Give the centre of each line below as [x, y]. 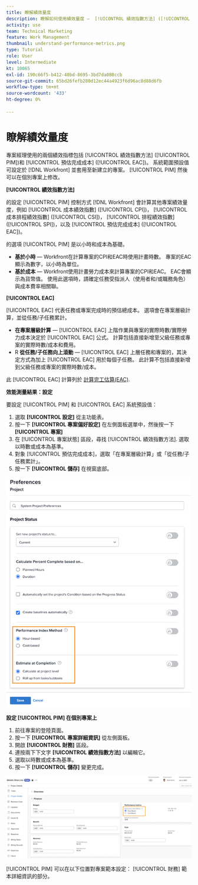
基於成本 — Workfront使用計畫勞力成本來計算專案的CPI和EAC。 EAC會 [100, 271]
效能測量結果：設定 [29, 391]
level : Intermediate [32, 62]
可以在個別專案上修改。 [34, 177]
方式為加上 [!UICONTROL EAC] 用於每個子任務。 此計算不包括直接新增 [105, 359]
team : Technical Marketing [39, 31]
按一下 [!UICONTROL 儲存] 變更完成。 [61, 767]
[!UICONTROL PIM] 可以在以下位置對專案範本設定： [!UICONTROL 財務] [93, 868]
